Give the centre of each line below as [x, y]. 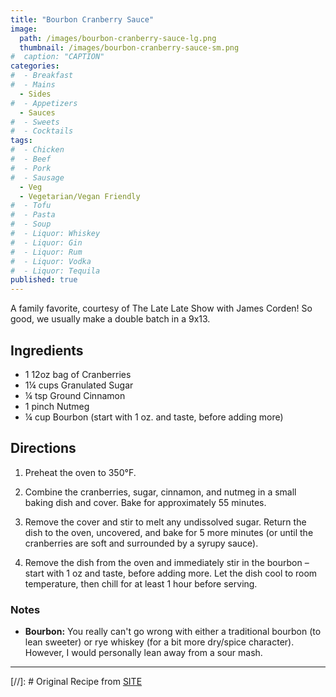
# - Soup [31, 224]
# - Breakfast [42, 76]
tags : [21, 141]
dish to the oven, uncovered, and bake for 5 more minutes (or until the [169, 532]
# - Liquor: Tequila [55, 271]
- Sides [35, 94]
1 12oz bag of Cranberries [78, 374]
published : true [44, 280]
